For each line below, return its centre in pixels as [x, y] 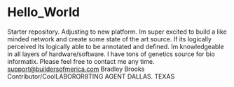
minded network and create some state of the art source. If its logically [110, 39]
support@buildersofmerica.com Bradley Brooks [76, 69]
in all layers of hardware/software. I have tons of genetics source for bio [111, 54]
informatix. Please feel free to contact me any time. [81, 61]
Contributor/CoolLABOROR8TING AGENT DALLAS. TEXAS [91, 76]
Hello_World [44, 12]
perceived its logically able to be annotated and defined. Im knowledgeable [116, 46]
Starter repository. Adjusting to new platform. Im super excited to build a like [117, 32]
